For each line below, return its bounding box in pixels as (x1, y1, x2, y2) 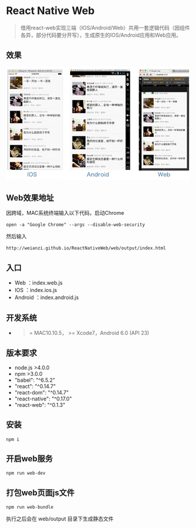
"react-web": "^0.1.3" (14, 401, 66, 408)
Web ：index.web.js (14, 279, 63, 286)
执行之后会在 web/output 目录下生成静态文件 (6, 515, 114, 522)
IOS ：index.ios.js (14, 287, 57, 294)
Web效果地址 (6, 193, 54, 203)
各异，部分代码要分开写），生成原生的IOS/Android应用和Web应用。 (20, 31, 181, 39)
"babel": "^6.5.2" (14, 376, 56, 383)
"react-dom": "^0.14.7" (14, 389, 69, 396)
